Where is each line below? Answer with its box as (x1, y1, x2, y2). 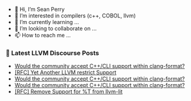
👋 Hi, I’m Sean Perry (14, 6, 65, 13)
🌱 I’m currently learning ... (14, 19, 79, 25)
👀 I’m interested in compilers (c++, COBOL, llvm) (14, 12, 136, 19)
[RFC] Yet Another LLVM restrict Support (14, 69, 116, 76)
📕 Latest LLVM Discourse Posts (5, 49, 99, 57)
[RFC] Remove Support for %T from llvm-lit (14, 88, 122, 96)
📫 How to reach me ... (14, 32, 71, 38)
